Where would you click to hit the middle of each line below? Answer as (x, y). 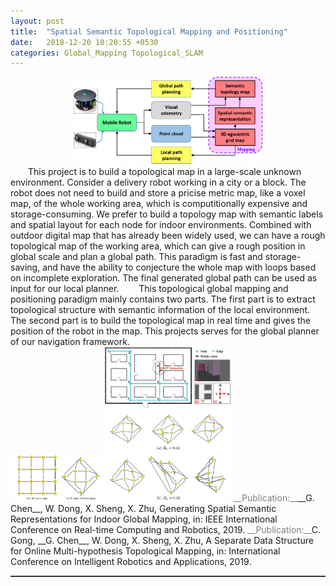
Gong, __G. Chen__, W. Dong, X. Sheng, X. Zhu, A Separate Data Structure (162, 540)
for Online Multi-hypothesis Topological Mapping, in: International (145, 551)
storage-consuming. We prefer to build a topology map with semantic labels (167, 214)
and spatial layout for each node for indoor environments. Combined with (161, 224)
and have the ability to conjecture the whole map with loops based (179, 267)
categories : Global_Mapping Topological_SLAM (106, 53)
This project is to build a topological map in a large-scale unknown (165, 171)
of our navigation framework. (70, 341)
